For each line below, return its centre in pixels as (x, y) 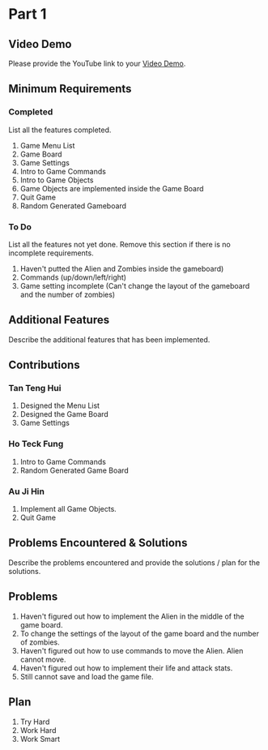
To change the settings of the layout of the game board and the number (139, 633)
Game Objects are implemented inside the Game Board (112, 188)
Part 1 (28, 14)
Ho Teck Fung (36, 444)
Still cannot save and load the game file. (87, 676)
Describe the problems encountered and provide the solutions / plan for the (134, 562)
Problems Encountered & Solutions (98, 543)
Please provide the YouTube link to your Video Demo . (97, 63)
